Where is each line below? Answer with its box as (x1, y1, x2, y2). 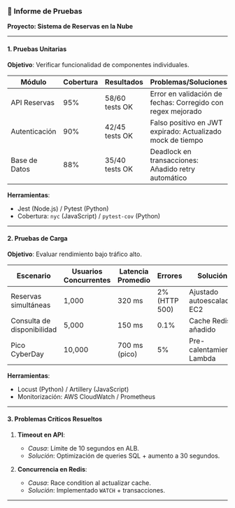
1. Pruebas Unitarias (7, 45, 67, 53)
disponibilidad (10, 325, 57, 334)
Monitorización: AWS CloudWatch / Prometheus (17, 392, 156, 401)
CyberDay (10, 349, 44, 359)
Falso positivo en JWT (150, 118, 223, 127)
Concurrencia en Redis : (17, 465, 87, 473)
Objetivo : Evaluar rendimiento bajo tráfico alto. (7, 250, 142, 258)
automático (150, 173, 187, 183)
